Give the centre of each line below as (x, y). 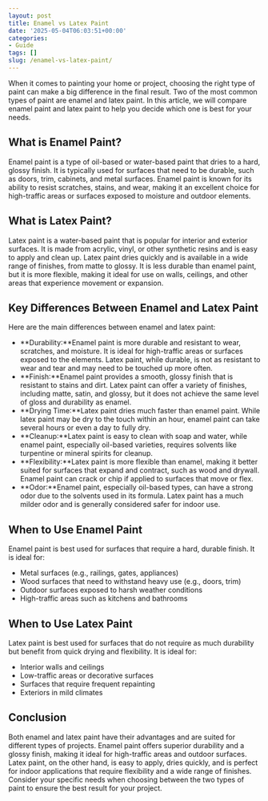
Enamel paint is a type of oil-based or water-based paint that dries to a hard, (134, 162)
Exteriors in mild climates (61, 692)
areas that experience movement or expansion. (86, 283)
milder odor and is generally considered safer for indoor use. (120, 505)
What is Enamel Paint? (65, 142)
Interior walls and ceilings (62, 666)
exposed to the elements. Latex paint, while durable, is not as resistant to (140, 360)
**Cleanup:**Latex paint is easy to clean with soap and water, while (134, 437)
